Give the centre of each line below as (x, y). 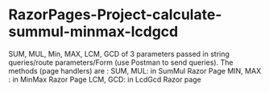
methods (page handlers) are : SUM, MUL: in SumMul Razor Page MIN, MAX (135, 70)
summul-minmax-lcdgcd (93, 32)
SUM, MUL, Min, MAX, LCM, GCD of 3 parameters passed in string (119, 54)
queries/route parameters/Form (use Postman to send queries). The (121, 62)
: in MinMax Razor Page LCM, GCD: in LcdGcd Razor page (105, 79)
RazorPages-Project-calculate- (115, 15)
